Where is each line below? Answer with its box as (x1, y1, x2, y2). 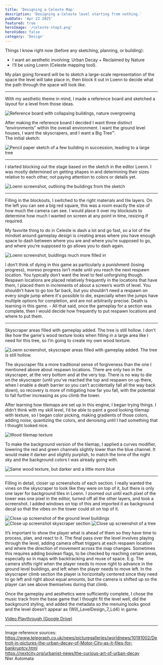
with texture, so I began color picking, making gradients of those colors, (5, 412, 149, 418)
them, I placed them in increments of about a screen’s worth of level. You (5, 282, 151, 288)
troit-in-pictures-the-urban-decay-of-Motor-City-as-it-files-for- (5, 640, 132, 646)
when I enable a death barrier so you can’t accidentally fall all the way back (5, 382, 156, 388)
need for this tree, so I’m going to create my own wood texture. (5, 337, 131, 343)
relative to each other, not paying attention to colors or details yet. (5, 174, 137, 180)
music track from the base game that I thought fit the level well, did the (5, 596, 147, 602)
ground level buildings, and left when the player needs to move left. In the (5, 566, 152, 572)
